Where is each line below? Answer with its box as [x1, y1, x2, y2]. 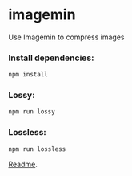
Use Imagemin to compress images [8, 32, 125, 42]
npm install [8, 71, 48, 79]
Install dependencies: [8, 52, 94, 63]
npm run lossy [8, 108, 56, 116]
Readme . [8, 159, 38, 170]
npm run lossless [8, 145, 66, 153]
